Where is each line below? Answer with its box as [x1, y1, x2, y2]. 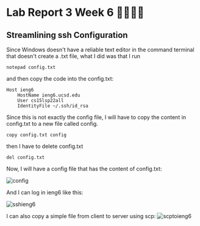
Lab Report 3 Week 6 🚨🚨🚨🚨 [6, 5, 145, 20]
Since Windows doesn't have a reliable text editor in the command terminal [6, 46, 195, 53]
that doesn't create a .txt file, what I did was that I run [6, 53, 141, 60]
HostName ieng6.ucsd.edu [17, 92, 80, 98]
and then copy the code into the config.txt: [6, 75, 114, 82]
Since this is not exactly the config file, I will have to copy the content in [6, 114, 187, 121]
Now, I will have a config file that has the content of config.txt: [6, 165, 162, 172]
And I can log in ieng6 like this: [6, 189, 84, 196]
